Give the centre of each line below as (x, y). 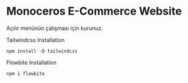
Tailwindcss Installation (36, 40)
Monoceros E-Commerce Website (94, 11)
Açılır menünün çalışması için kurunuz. (55, 28)
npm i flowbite (26, 74)
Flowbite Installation (31, 62)
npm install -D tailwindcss (42, 51)
